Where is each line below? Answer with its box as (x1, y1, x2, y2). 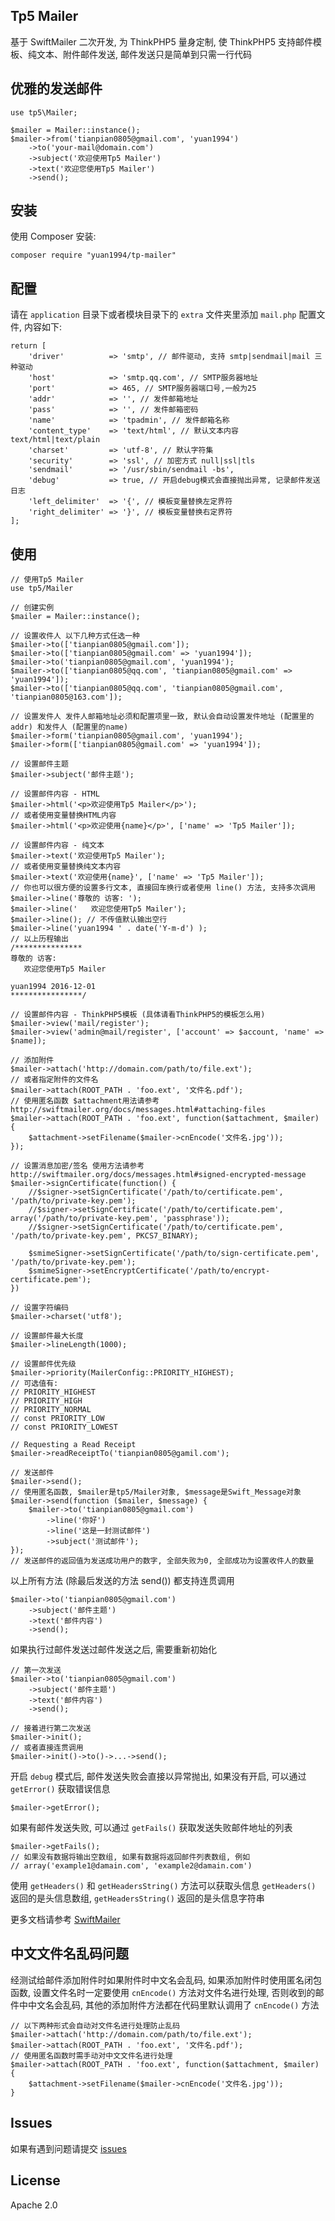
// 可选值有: (10, 1379, 59, 1389)
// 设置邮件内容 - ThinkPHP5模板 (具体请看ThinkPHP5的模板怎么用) (10, 1010, 266, 1020)
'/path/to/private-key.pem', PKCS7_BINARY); (10, 1231, 199, 1241)
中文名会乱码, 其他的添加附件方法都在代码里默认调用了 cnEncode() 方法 (27, 1999, 320, 2011)
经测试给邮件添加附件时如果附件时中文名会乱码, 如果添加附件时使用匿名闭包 (10, 1974, 322, 1986)
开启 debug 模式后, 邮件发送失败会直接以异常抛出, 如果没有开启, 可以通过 (10, 1770, 307, 1783)
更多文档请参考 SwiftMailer (10, 1914, 121, 1926)
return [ (10, 341, 47, 351)
